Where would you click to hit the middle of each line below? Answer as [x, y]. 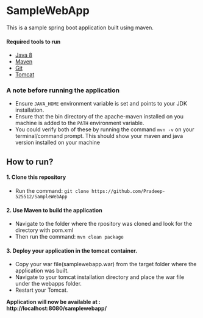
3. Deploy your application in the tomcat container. [72, 250]
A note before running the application [63, 90]
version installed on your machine [58, 143]
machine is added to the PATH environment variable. [80, 123]
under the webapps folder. [48, 284]
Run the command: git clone [52, 191]
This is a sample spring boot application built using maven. [80, 27]
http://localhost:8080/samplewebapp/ [57, 308]
